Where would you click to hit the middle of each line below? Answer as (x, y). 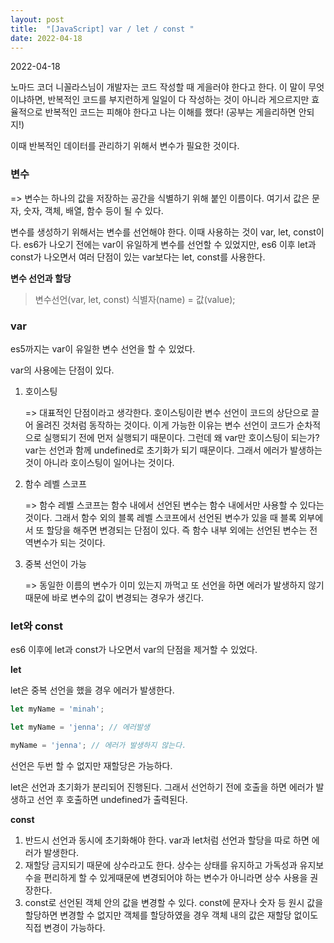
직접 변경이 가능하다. (65, 927)
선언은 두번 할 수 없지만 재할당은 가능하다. (91, 765)
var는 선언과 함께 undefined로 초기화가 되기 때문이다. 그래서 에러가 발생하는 (173, 450)
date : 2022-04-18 (46, 38)
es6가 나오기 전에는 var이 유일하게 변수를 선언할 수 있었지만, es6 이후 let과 (170, 244)
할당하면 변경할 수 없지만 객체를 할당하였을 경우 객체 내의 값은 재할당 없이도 (171, 915)
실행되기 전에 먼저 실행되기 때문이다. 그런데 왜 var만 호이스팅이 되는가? (181, 437)
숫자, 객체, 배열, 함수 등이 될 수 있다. (93, 210)
